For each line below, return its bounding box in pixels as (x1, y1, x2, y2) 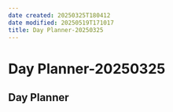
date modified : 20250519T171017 (8, 19, 114, 27)
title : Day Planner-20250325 (8, 26, 104, 34)
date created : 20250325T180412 (8, 11, 111, 20)
